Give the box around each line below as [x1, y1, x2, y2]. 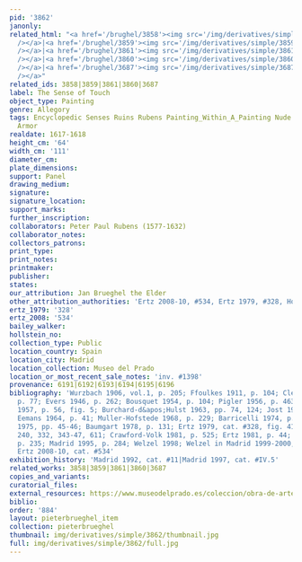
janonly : [9, 22, 42, 31]
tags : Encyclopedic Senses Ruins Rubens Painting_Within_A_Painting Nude [9, 113, 292, 122]
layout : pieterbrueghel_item [9, 514, 119, 523]
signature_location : [9, 197, 87, 206]
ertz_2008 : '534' [9, 313, 75, 323]
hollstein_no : [9, 330, 63, 339]
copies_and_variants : [9, 472, 91, 481]
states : [9, 280, 39, 289]
